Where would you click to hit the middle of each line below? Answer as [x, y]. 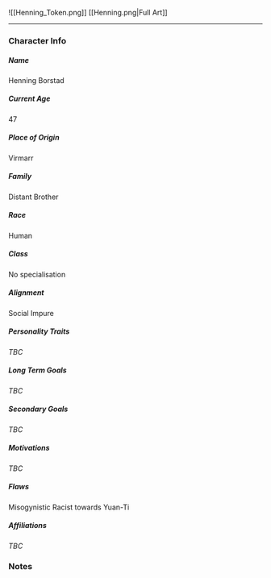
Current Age [29, 99]
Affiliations [27, 526]
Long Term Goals [38, 370]
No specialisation [37, 274]
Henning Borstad [36, 80]
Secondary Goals [38, 409]
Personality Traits [39, 331]
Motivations [29, 448]
